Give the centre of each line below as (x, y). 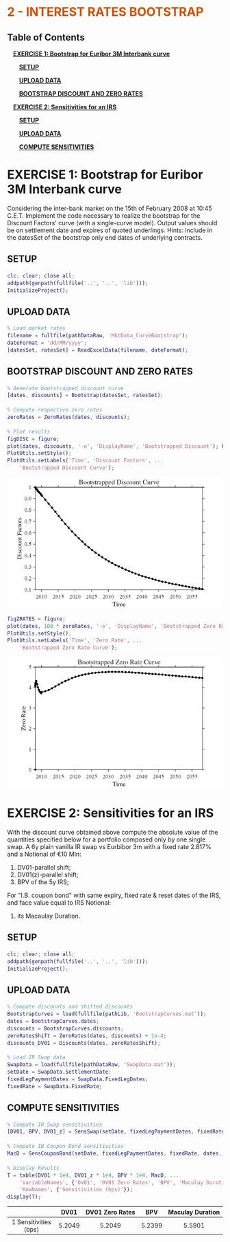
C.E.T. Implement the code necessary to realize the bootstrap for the (104, 215)
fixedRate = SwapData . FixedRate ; (55, 1086)
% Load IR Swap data (37, 1058)
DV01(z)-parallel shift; (48, 874)
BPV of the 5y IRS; (43, 882)
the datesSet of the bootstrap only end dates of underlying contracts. (105, 237)
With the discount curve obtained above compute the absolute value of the (113, 832)
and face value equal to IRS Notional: (59, 902)
